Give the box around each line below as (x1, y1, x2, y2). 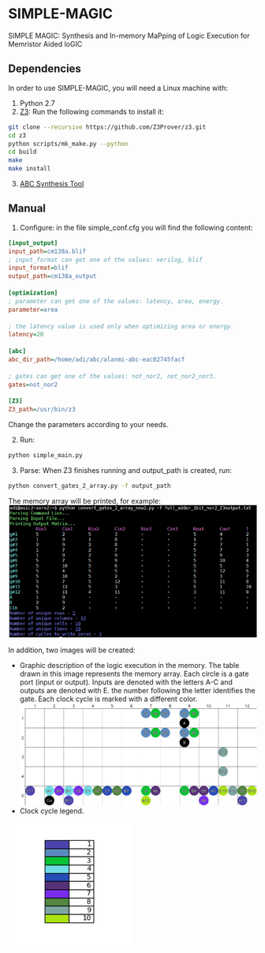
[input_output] (8, 238, 58, 247)
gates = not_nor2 (8, 381, 58, 388)
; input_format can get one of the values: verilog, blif (8, 256, 203, 264)
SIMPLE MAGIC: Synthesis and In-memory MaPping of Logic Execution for (8, 31, 250, 40)
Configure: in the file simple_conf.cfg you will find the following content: (19, 223, 253, 232)
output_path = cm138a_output (8, 272, 97, 280)
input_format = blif (8, 264, 69, 272)
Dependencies (8, 62, 81, 76)
